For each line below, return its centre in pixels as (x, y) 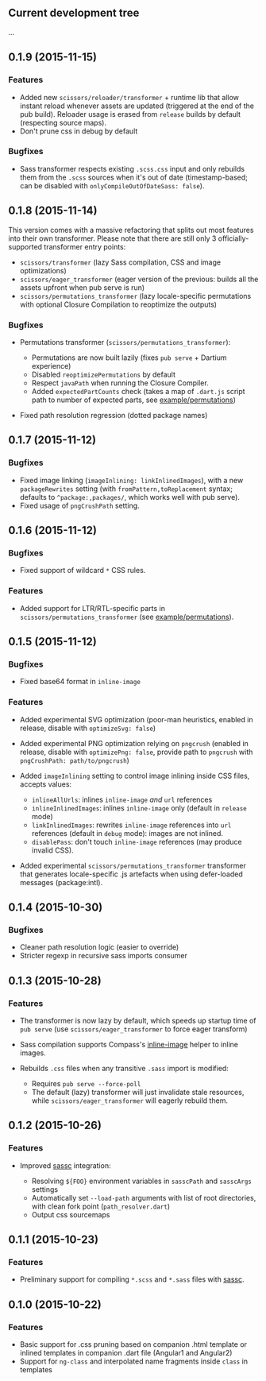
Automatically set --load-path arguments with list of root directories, (144, 1197)
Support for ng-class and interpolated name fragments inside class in (134, 1361)
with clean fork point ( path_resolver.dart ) (101, 1206)
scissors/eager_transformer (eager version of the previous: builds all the (139, 279)
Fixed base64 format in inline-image (80, 682)
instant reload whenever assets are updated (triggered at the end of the (137, 106)
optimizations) (43, 270)
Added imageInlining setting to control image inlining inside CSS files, (135, 776)
